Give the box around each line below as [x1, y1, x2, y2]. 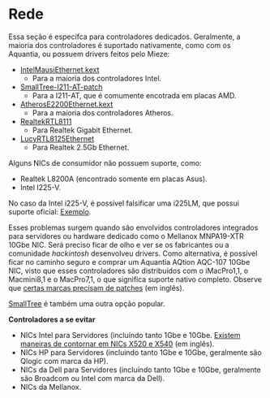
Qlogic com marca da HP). [19, 356, 109, 366]
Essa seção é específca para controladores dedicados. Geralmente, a [8, 32, 241, 41]
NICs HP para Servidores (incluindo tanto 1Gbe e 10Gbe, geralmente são [19, 347, 262, 357]
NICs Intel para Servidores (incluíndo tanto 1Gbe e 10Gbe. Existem [19, 330, 241, 340]
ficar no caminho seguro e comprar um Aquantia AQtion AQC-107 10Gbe [8, 257, 251, 266]
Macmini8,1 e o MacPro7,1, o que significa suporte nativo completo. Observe [8, 274, 262, 284]
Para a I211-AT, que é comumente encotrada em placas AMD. [32, 90, 237, 100]
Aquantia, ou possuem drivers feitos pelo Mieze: [8, 49, 170, 58]
